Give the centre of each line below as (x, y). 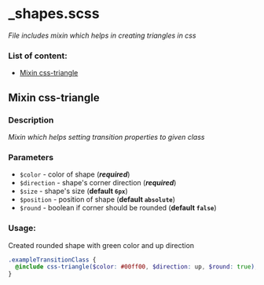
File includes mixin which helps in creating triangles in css (102, 35)
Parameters (31, 157)
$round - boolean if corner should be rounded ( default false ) (118, 208)
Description (31, 120)
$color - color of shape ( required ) (75, 174)
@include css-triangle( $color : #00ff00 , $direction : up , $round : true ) (135, 267)
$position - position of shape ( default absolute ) (97, 199)
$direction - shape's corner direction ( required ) (98, 183)
